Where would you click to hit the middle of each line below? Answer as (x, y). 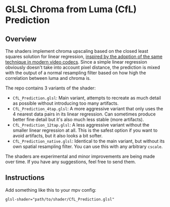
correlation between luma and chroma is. (48, 78)
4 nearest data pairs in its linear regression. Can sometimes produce (84, 114)
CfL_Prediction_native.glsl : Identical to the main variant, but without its (89, 141)
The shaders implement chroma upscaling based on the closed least (77, 51)
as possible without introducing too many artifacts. (65, 103)
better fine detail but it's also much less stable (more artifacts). (78, 120)
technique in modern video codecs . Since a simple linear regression (76, 62)
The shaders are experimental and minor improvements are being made (80, 156)
